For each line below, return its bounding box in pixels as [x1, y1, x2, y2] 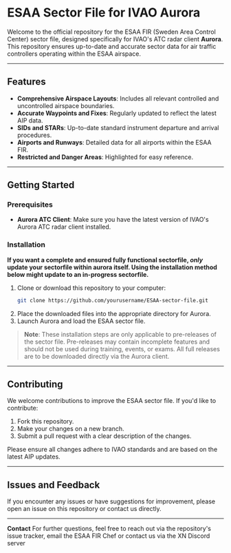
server [7, 539, 26, 547]
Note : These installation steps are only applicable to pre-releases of [23, 330, 217, 338]
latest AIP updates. [7, 452, 60, 461]
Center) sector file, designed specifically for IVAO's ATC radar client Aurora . [7, 34, 223, 43]
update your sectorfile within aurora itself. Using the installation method [7, 263, 218, 271]
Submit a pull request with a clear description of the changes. [16, 432, 192, 440]
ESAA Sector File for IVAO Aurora [7, 5, 201, 21]
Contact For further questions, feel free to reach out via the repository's [7, 525, 212, 533]
